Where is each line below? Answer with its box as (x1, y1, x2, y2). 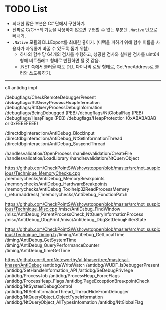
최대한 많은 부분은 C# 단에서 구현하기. (12, 20, 85, 26)
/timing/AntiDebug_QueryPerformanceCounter (5, 242, 100, 248)
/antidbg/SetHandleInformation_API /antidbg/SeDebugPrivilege (5, 267, 133, 273)
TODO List (5, 3, 48, 15)
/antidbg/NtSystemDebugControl (5, 283, 73, 289)
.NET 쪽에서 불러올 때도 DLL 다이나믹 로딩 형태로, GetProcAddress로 (19, 63, 154, 70)
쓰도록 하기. (29, 70, 52, 76)
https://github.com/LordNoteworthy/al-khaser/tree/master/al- (5, 257, 130, 263)
